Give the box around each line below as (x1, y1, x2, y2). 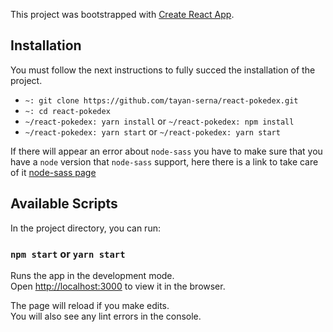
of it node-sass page (10, 166, 97, 178)
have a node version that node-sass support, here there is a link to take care (10, 155, 319, 168)
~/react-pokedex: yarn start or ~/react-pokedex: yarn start (24, 125, 281, 138)
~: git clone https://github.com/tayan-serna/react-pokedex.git (24, 95, 299, 106)
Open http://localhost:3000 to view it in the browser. (10, 280, 226, 292)
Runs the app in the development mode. (10, 269, 175, 281)
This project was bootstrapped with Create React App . (10, 9, 235, 20)
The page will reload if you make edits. (10, 299, 170, 311)
